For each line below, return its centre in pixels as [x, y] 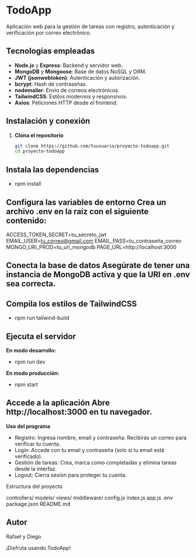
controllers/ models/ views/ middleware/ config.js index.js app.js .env [90, 497]
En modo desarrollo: [31, 350]
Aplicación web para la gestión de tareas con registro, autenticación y [90, 26]
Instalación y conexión [48, 121]
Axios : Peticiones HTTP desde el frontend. [66, 103]
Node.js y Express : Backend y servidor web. [68, 65]
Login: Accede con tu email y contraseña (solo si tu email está [90, 450]
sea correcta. [31, 284]
